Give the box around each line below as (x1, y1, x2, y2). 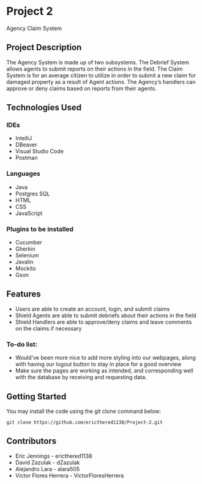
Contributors (6, 436, 57, 447)
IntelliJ (15, 135, 32, 142)
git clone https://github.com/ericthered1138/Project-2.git (6, 419, 163, 425)
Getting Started (6, 391, 67, 402)
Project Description (6, 42, 82, 53)
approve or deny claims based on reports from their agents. (6, 85, 157, 92)
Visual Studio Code (15, 148, 64, 155)
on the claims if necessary (15, 325, 82, 332)
